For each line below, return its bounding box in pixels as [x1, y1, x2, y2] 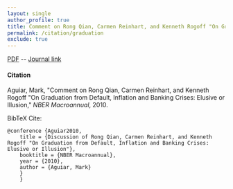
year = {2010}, [19, 158, 64, 165]
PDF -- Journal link [7, 55, 62, 63]
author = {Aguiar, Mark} [19, 164, 92, 171]
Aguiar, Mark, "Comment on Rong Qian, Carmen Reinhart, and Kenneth [7, 86, 209, 94]
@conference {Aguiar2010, [7, 127, 82, 135]
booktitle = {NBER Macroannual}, [19, 152, 116, 159]
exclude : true [7, 36, 49, 43]
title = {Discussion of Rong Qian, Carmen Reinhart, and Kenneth [19, 134, 213, 141]
